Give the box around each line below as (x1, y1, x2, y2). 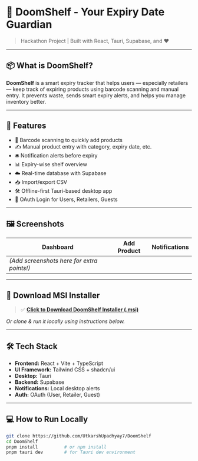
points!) (9, 264, 31, 272)
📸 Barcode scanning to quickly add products (14, 136, 123, 143)
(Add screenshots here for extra (9, 256, 98, 265)
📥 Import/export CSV (14, 178, 68, 185)
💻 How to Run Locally (6, 414, 88, 424)
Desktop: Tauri (14, 373, 52, 379)
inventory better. (6, 98, 46, 105)
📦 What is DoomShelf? (6, 61, 93, 71)
